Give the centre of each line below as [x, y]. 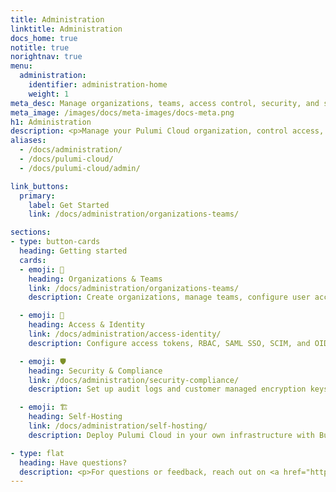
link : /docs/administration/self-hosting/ [118, 426]
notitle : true [40, 47]
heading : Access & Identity [86, 325]
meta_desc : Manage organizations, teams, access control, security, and [165, 103]
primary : [37, 196]
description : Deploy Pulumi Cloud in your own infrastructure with [171, 435]
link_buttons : [40, 186]
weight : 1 [49, 94]
